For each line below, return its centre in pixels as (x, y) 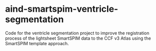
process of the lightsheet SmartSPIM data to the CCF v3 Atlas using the (78, 38)
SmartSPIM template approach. (37, 43)
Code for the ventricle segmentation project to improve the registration (77, 33)
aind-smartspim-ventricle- (62, 9)
